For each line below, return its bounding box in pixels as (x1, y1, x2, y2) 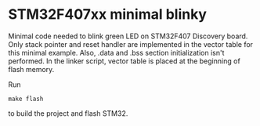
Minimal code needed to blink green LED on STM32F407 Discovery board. (8, 31, 248, 41)
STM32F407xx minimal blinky (8, 5, 208, 23)
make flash (8, 95, 44, 103)
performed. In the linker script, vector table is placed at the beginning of (8, 56, 240, 66)
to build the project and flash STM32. (8, 108, 128, 118)
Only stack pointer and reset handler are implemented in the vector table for (8, 39, 253, 49)
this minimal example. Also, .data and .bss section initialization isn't (8, 48, 225, 57)
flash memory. (8, 64, 55, 74)
